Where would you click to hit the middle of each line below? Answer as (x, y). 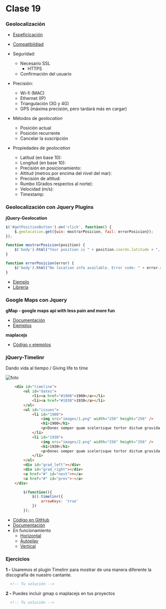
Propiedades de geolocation (41, 148)
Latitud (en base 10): (41, 158)
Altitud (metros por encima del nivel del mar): (66, 173)
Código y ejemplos (32, 344)
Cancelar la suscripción (44, 138)
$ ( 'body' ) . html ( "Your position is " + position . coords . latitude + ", (87, 250)
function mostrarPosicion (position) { (45, 245)
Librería (20, 287)
